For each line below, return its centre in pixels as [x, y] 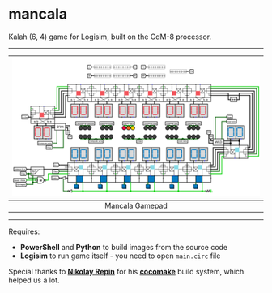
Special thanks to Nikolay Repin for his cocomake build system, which [126, 271]
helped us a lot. [34, 280]
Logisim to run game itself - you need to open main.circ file [120, 256]
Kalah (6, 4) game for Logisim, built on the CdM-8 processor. [110, 37]
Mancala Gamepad [136, 206]
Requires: [24, 231]
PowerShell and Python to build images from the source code [124, 247]
